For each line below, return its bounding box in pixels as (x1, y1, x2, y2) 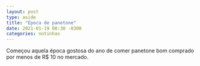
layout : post (6, 8, 39, 15)
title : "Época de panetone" (6, 20, 77, 26)
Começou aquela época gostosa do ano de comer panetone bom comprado (6, 47, 194, 54)
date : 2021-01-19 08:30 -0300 (6, 25, 82, 32)
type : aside (6, 14, 36, 20)
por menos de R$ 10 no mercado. (6, 54, 89, 61)
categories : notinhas (6, 31, 61, 37)
